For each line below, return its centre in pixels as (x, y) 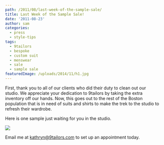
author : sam (17, 23)
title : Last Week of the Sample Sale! (45, 14)
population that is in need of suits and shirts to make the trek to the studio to (82, 104)
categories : (17, 28)
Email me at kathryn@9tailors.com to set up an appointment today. (72, 137)
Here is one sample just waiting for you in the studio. (58, 118)
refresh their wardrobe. (28, 109)
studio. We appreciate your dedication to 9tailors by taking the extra (74, 93)
